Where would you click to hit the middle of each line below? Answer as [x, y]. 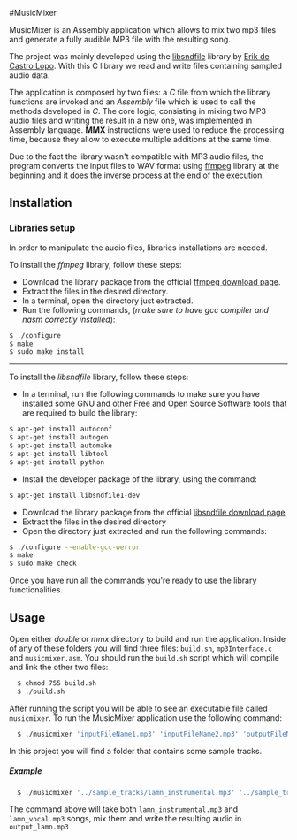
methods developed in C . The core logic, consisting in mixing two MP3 [138, 111]
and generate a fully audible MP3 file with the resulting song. [120, 39]
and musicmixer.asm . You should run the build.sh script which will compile [145, 657]
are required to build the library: [80, 413]
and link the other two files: [59, 667]
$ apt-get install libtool [59, 454]
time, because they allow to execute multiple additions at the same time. [141, 139]
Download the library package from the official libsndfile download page [153, 512]
